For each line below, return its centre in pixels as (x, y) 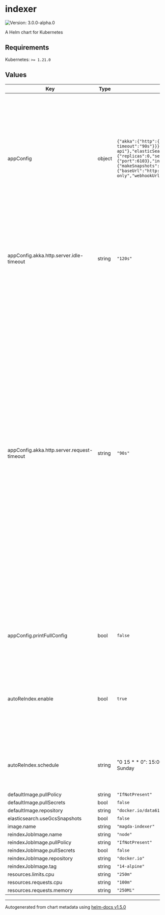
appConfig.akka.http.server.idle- (45, 255)
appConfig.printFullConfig (38, 636)
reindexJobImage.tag (32, 866)
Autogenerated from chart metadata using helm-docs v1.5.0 (66, 907)
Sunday (126, 768)
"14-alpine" (131, 866)
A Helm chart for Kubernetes (34, 32)
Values (16, 75)
